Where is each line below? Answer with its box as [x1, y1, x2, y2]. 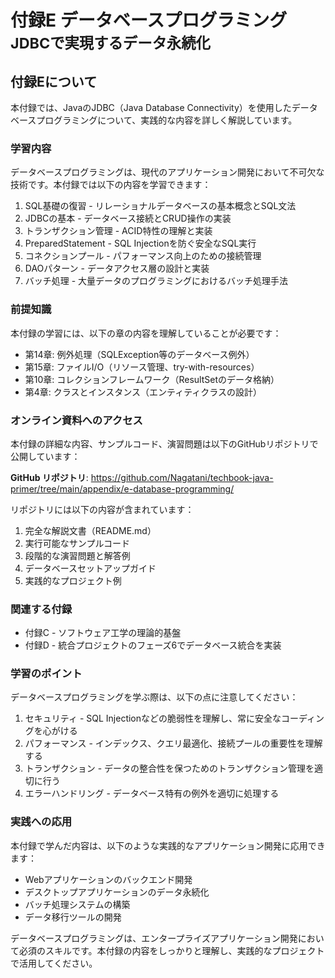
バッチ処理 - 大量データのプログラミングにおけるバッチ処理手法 [24, 275, 289, 287]
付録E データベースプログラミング [10, 9, 288, 32]
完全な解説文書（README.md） [24, 524, 157, 536]
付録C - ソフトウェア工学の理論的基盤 [24, 627, 182, 639]
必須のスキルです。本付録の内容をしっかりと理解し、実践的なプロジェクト [18, 944, 325, 956]
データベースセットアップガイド [24, 562, 157, 574]
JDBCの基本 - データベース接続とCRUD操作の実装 [24, 212, 232, 225]
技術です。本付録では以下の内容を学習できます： [10, 179, 212, 191]
